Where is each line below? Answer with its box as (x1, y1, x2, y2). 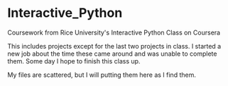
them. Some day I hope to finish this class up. (7, 56, 141, 65)
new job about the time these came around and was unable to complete (7, 49, 217, 58)
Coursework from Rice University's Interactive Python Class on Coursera (7, 28, 221, 37)
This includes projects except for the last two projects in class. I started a (7, 42, 222, 50)
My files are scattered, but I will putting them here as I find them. (7, 70, 197, 79)
